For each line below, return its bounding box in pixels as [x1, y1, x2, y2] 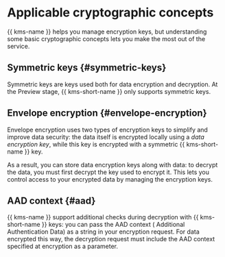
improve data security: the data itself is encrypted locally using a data [7, 132, 204, 141]
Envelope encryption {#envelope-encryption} [7, 108, 207, 119]
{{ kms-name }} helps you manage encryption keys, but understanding [7, 27, 207, 36]
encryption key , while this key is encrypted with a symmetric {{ [7, 140, 185, 148]
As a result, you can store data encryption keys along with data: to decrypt [7, 160, 218, 169]
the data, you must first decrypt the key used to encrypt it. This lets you [7, 168, 210, 176]
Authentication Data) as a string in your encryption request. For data [7, 228, 200, 236]
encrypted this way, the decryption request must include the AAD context [7, 235, 215, 243]
